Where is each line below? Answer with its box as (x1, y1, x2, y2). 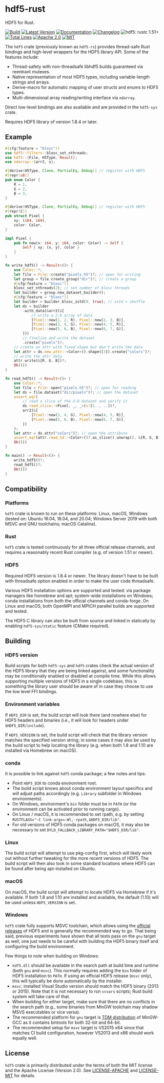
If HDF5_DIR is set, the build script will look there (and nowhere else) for (5, 712, 147, 718)
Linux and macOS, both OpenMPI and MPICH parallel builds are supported (5, 603, 155, 609)
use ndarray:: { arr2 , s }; (5, 160, 56, 165)
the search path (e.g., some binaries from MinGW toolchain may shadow (12, 1004, 158, 1010)
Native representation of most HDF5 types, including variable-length (12, 74, 150, 80)
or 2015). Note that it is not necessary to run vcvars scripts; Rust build (12, 988, 153, 994)
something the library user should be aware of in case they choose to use (5, 683, 153, 689)
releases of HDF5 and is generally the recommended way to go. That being (5, 928, 156, 934)
